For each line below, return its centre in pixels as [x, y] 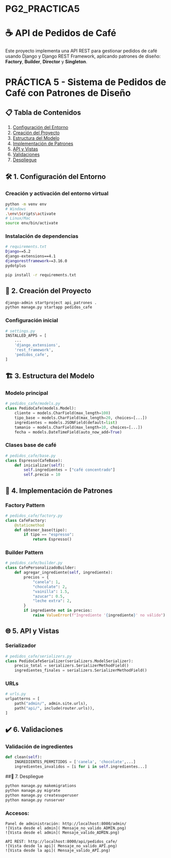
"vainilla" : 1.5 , [51, 591]
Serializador [21, 646]
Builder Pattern [24, 552]
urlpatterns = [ [22, 699]
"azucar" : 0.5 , [49, 596]
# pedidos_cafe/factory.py [34, 516]
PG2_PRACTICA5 [43, 9]
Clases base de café [31, 445]
